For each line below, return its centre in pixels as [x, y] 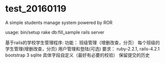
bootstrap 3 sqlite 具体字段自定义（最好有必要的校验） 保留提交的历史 [77, 55]
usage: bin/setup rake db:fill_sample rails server [55, 32]
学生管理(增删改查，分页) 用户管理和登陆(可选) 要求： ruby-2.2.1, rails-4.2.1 [82, 48]
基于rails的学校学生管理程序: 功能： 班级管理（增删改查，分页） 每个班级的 [82, 42]
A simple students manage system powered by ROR [59, 22]
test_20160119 [36, 9]
